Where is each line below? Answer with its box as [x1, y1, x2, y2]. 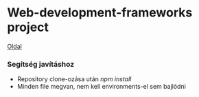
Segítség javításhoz [7, 59, 75, 69]
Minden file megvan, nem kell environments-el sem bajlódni [16, 83, 187, 91]
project [7, 19, 49, 35]
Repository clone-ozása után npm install [16, 75, 132, 83]
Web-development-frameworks [7, 5, 193, 21]
